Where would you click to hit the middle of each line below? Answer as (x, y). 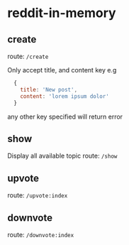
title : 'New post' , (49, 89)
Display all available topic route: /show (62, 156)
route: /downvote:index (41, 234)
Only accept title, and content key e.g (62, 70)
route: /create (28, 56)
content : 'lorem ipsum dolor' (65, 96)
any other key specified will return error (65, 116)
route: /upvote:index (38, 195)
